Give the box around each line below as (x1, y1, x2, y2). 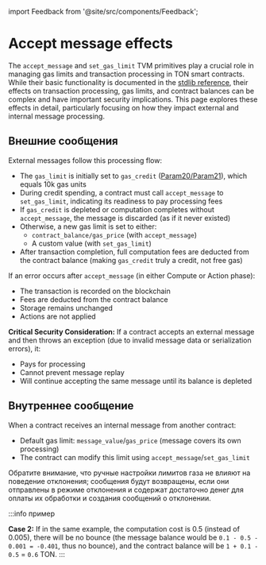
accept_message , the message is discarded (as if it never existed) (19, 213, 231, 223)
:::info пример (8, 509, 56, 518)
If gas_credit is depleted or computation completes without (19, 204, 214, 214)
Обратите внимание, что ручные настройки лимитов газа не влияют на (8, 468, 251, 478)
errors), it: (8, 343, 41, 353)
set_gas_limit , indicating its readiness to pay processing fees (19, 196, 223, 206)
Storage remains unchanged (19, 303, 114, 312)
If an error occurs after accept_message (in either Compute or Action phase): (8, 270, 256, 281)
